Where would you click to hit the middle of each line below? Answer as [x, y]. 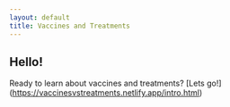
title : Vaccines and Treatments [70, 26]
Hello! [26, 62]
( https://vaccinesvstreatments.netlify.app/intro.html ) [106, 93]
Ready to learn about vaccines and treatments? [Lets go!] [115, 83]
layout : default [40, 17]
